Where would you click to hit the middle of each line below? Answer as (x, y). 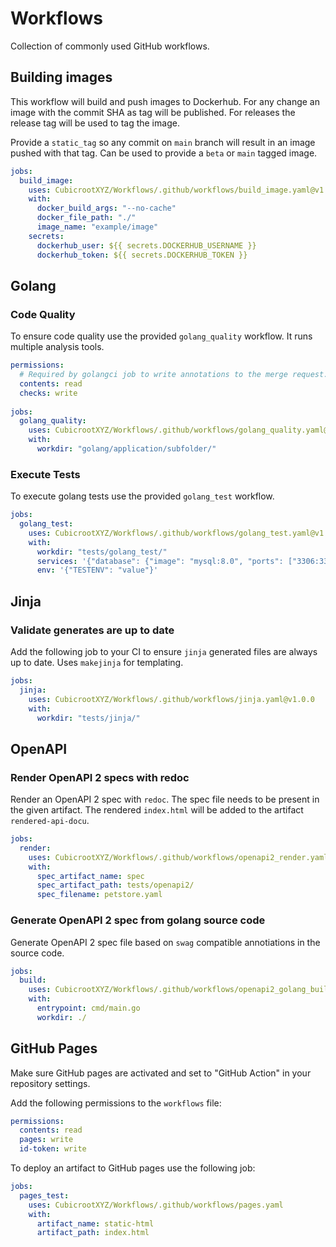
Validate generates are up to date (92, 630)
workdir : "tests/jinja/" (88, 718)
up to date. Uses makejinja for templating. (97, 663)
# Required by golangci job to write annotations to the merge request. (174, 375)
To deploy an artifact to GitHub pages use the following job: (133, 1168)
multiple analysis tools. (57, 347)
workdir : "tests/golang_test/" (102, 552)
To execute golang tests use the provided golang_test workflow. (142, 496)
